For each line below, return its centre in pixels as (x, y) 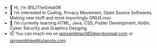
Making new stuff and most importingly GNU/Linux (60, 18)
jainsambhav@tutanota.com (38, 40)
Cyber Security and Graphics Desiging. (49, 28)
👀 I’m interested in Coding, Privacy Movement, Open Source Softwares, (81, 13)
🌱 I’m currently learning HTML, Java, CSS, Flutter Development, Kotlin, (80, 23)
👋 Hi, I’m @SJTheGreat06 (35, 8)
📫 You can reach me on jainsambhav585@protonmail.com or (71, 33)
